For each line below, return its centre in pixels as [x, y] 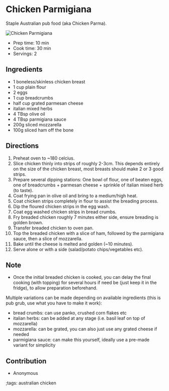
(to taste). [23, 190]
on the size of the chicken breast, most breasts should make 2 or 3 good [88, 169]
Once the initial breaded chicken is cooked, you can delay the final [82, 277]
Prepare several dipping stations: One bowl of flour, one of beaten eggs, [88, 179]
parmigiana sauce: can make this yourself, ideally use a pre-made [81, 340]
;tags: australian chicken [31, 383]
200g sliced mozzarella [37, 124]
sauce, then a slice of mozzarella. [48, 238]
